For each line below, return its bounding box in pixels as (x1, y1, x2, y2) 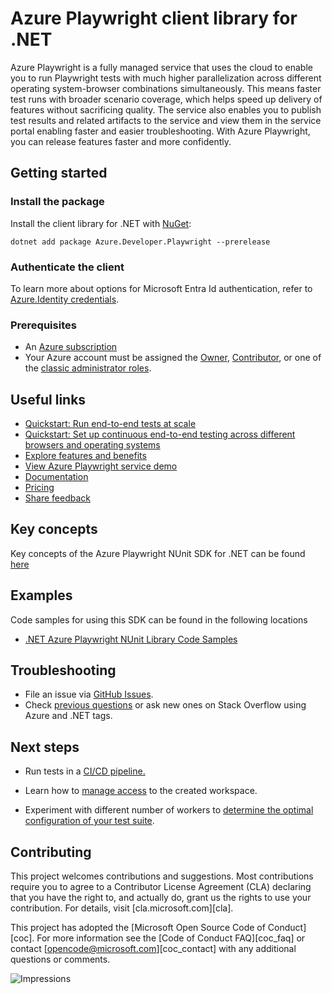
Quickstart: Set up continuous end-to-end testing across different (24, 428, 296, 441)
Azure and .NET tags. (24, 710, 113, 722)
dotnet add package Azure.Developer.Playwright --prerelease (10, 237, 271, 247)
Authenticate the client (10, 260, 125, 274)
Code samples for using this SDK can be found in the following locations (10, 613, 308, 626)
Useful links (10, 391, 87, 408)
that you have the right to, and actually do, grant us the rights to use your (10, 892, 312, 904)
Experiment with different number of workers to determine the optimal (24, 804, 314, 816)
